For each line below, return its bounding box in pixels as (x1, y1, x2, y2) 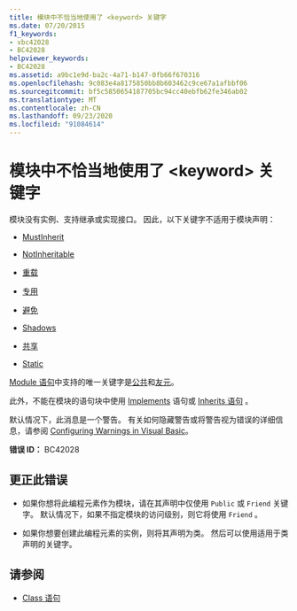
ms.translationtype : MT (9, 95, 98, 104)
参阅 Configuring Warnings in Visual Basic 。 (32, 425, 193, 436)
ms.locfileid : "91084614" (9, 120, 105, 129)
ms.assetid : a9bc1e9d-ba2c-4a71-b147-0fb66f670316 (9, 71, 200, 80)
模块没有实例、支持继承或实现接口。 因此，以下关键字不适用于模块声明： (9, 213, 276, 224)
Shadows (21, 322, 57, 333)
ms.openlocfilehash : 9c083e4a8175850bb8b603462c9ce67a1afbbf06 (9, 79, 248, 88)
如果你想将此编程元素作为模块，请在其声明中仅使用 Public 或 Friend (21, 498, 271, 508)
